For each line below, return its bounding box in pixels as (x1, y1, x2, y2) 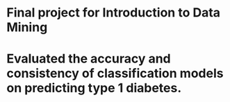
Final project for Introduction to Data (6, 5, 220, 21)
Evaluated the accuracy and (6, 51, 171, 67)
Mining (6, 19, 48, 35)
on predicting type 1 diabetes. (6, 81, 182, 96)
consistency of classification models (6, 65, 224, 81)
